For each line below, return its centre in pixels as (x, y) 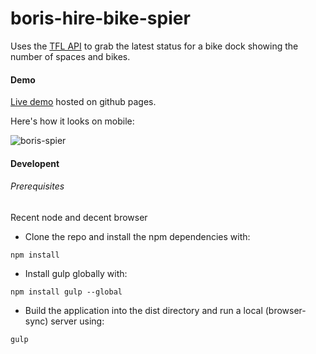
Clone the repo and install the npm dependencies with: (137, 236)
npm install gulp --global (66, 292)
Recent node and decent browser (79, 217)
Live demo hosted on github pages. (83, 102)
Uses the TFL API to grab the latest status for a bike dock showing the (154, 46)
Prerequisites (37, 186)
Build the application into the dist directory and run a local (143, 310)
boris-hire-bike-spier (100, 18)
